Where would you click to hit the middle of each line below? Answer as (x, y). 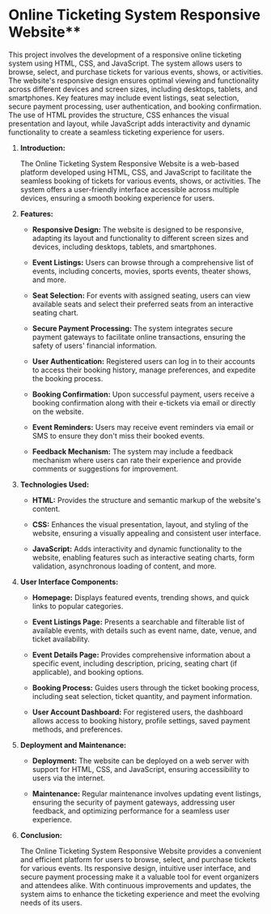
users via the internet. (68, 778)
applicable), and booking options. (88, 672)
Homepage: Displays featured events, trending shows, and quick (140, 597)
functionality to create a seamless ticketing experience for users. (116, 132)
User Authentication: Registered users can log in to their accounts (144, 361)
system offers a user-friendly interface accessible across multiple (130, 189)
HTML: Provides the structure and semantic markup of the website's (146, 500)
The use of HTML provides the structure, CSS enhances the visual (119, 114)
